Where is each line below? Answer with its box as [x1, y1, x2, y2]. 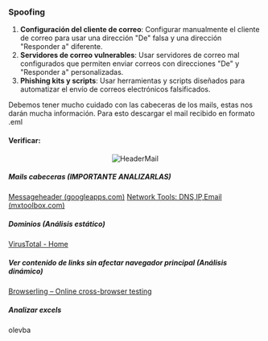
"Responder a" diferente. [19, 42, 103, 51]
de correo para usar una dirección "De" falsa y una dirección [19, 33, 222, 43]
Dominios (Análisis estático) [8, 220, 106, 229]
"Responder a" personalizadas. [19, 68, 124, 77]
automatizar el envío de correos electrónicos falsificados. [19, 84, 211, 94]
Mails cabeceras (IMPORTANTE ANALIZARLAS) [8, 172, 171, 182]
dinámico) [8, 266, 43, 276]
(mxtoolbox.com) [8, 200, 65, 211]
